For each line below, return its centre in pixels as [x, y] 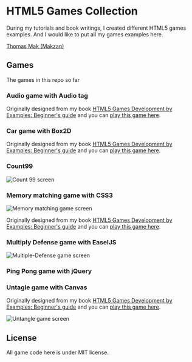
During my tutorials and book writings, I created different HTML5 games [96, 28]
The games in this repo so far [43, 79]
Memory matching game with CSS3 [60, 195]
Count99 [20, 166]
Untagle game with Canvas [47, 287]
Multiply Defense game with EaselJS [61, 242]
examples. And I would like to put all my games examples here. [85, 34]
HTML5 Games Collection [72, 11]
